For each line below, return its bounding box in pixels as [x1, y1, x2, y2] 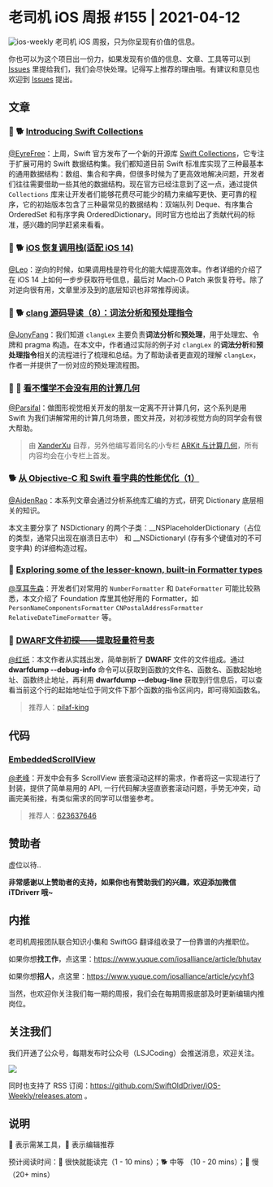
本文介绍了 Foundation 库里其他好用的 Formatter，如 [22, 594, 199, 604]
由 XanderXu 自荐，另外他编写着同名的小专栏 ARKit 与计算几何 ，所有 [28, 440, 259, 450]
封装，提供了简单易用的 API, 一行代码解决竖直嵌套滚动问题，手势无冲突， [8, 783, 254, 793]
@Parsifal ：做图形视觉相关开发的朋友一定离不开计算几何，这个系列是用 [8, 403, 247, 412]
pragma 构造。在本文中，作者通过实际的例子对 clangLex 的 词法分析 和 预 [24, 340, 264, 350]
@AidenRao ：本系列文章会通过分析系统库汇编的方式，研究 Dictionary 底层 [8, 495, 258, 505]
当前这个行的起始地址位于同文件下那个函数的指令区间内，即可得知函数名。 [15, 685, 265, 695]
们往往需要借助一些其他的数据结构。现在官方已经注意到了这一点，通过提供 [8, 179, 258, 189]
